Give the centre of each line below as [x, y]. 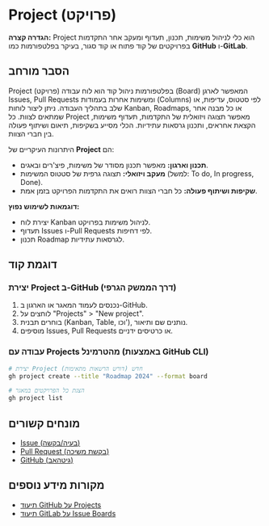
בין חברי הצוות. [31, 133]
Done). [31, 182]
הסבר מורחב [39, 72]
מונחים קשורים [44, 423]
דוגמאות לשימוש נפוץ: [44, 206]
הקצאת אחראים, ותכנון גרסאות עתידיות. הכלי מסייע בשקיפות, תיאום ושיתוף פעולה [132, 125]
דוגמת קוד [33, 265]
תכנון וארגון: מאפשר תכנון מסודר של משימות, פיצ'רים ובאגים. [114, 165]
